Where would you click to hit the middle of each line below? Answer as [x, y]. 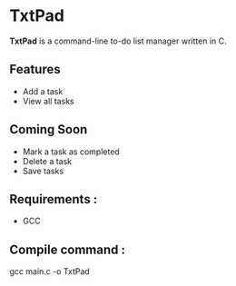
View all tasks [48, 101]
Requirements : [54, 199]
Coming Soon [49, 129]
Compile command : [67, 249]
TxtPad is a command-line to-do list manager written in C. [118, 41]
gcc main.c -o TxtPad [50, 271]
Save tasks [43, 171]
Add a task [43, 91]
